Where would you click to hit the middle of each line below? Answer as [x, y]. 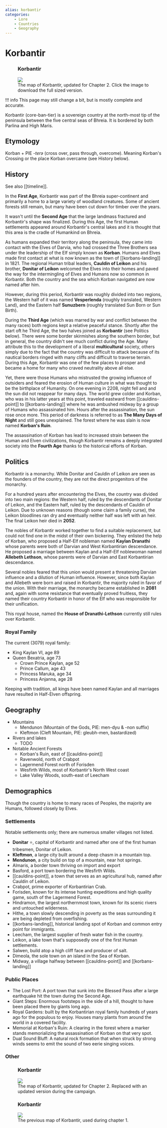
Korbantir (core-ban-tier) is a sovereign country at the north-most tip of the [83, 115]
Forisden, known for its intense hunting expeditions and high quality [82, 892]
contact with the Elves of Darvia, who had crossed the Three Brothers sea [81, 247]
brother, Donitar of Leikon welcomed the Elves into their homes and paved [82, 269]
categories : [17, 15]
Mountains [23, 722]
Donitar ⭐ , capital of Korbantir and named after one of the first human [84, 842]
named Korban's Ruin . [28, 426]
